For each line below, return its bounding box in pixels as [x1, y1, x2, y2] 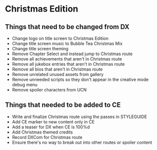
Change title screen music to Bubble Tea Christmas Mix [12, 41, 123, 46]
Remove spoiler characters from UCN [12, 87, 87, 92]
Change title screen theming [12, 46, 69, 51]
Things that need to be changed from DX [5, 23, 129, 31]
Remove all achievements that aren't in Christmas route [12, 56, 122, 61]
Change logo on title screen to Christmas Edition [12, 35, 109, 41]
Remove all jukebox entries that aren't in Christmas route [12, 61, 125, 67]
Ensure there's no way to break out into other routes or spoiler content [12, 139, 152, 145]
